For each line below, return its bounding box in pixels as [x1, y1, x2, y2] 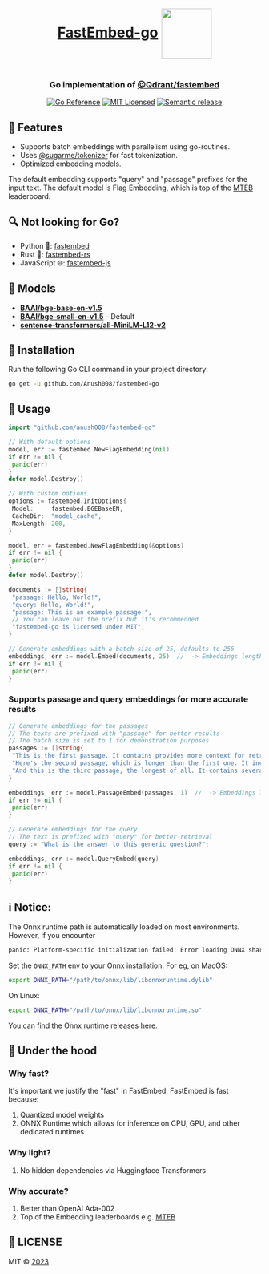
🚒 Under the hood [8, 1044, 98, 1058]
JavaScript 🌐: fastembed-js [19, 257, 111, 268]
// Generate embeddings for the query [8, 826, 138, 834]
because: [8, 1094, 39, 1104]
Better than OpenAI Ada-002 [19, 1203, 115, 1214]
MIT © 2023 [8, 1256, 50, 1266]
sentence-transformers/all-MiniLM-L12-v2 [19, 320, 166, 330]
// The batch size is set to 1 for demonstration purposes [8, 737, 210, 745]
